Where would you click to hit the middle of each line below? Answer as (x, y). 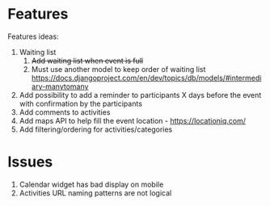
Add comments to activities (65, 112)
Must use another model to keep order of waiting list (118, 69)
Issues (30, 162)
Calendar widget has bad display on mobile (91, 184)
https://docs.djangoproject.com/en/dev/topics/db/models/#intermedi (146, 78)
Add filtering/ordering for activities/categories (96, 129)
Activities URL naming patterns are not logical (95, 193)
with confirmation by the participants (81, 103)
